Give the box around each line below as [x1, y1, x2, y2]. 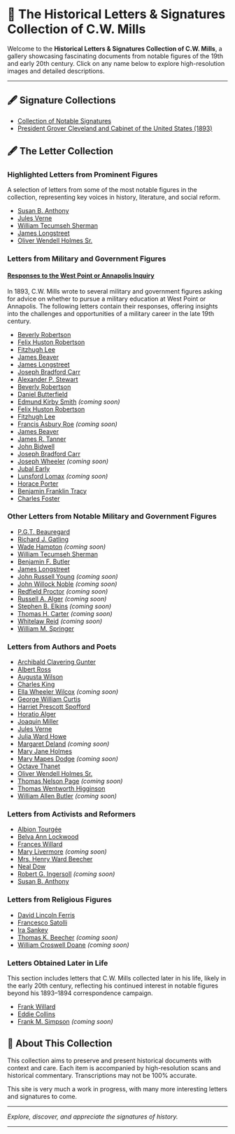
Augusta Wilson [17, 673, 64, 681]
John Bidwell [17, 442, 55, 451]
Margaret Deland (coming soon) [17, 739, 110, 749]
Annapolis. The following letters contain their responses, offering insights [7, 301, 218, 310]
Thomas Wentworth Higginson [17, 784, 106, 793]
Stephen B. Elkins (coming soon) [17, 602, 112, 610]
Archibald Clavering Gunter [17, 658, 97, 667]
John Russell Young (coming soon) [17, 572, 118, 580]
